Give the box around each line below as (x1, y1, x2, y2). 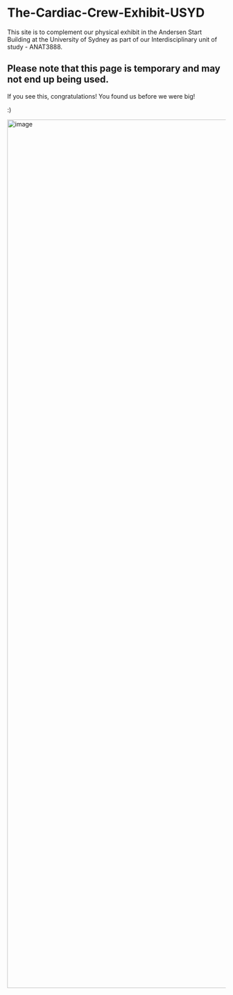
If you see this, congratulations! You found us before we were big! (7, 92, 196, 100)
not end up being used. (7, 74, 110, 85)
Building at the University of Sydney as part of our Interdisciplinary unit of (7, 35, 217, 43)
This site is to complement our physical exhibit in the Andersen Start (7, 28, 202, 36)
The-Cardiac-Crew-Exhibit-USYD (7, 5, 205, 21)
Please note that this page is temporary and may (7, 63, 221, 74)
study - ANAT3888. (7, 42, 63, 51)
